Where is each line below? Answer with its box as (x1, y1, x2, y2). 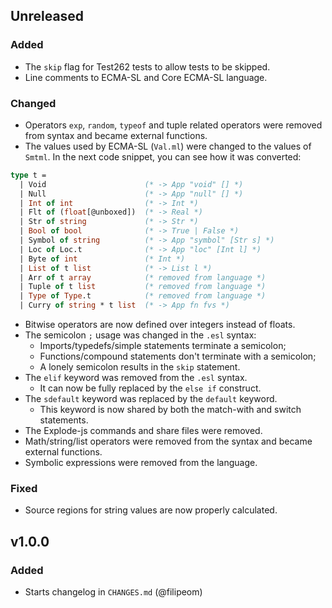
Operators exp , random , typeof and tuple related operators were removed (24, 119, 323, 131)
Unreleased (10, 8, 85, 25)
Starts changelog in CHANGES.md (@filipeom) (24, 586, 203, 598)
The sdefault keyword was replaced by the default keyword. (24, 393, 278, 405)
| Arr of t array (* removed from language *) (19, 272, 267, 283)
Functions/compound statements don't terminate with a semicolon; (39, 350, 317, 363)
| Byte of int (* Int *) (19, 254, 186, 264)
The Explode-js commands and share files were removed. (24, 425, 263, 437)
